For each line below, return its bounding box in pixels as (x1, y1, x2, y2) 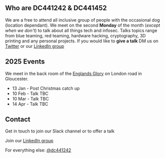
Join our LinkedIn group (5, 138, 54, 144)
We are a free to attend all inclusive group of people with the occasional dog (5, 17, 160, 23)
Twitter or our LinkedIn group (5, 43, 65, 49)
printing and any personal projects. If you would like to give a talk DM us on (5, 38, 159, 44)
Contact (5, 115, 31, 124)
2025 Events (5, 58, 45, 66)
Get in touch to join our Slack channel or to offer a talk (5, 128, 115, 134)
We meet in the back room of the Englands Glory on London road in (5, 70, 142, 76)
